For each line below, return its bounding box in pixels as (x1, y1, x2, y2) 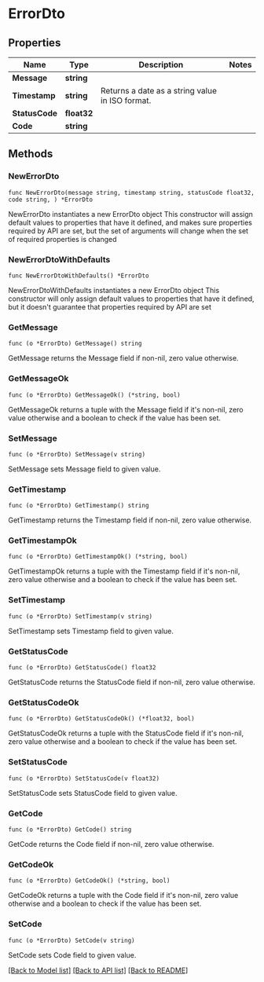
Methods (8, 147, 53, 161)
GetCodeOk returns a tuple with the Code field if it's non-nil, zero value (8, 891, 239, 900)
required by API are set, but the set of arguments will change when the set (8, 225, 249, 236)
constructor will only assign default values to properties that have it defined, (8, 294, 255, 303)
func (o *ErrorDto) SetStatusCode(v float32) (8, 775, 159, 782)
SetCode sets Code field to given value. (8, 950, 137, 959)
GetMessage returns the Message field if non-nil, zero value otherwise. (8, 354, 239, 363)
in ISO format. (101, 95, 152, 106)
